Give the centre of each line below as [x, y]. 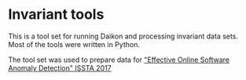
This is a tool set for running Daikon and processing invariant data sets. [123, 36]
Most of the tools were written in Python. [74, 44]
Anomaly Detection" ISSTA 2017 [60, 67]
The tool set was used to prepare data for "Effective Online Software [119, 60]
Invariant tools [56, 15]
